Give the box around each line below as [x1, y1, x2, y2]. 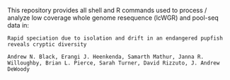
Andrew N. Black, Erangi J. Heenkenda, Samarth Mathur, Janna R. [7, 53, 204, 60]
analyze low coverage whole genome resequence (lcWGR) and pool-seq [7, 13, 219, 22]
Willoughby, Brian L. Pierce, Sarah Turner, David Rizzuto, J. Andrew [7, 59, 220, 67]
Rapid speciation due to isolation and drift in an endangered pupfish [7, 35, 223, 42]
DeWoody [7, 66, 30, 73]
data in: [7, 21, 30, 29]
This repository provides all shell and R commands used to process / [7, 6, 207, 14]
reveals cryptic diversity [7, 41, 87, 48]
